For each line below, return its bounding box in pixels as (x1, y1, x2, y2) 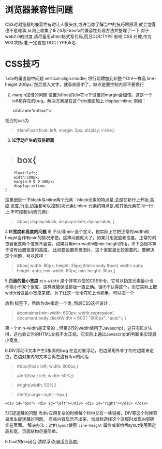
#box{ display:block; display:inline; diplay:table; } (16, 218, 115, 224)
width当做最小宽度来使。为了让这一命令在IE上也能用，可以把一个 (5, 290, 134, 296)
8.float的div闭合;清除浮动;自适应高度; (5, 438, 79, 444)
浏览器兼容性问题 (5, 4, 74, 16)
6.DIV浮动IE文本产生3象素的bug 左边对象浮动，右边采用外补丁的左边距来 (5, 348, 150, 353)
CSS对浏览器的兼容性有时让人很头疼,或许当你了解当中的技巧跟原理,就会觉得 (5, 21, 156, 27)
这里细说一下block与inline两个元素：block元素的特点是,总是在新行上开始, (5, 197, 150, 202)
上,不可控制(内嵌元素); (5, 209, 49, 215)
